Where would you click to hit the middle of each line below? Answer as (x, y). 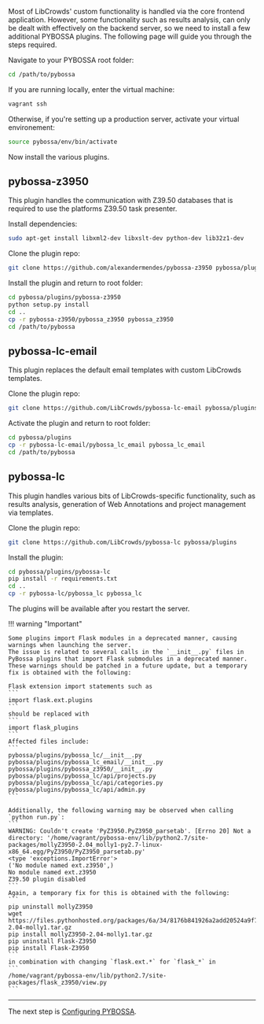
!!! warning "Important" (45, 624)
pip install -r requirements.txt (63, 579)
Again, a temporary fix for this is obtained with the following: (119, 893)
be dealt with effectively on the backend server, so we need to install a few (129, 28)
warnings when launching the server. (70, 645)
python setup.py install (49, 305)
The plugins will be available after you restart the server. (99, 608)
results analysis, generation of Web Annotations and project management (127, 504)
